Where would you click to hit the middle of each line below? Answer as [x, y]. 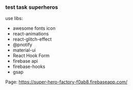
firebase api [25, 61]
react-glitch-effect [32, 39]
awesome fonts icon [34, 28]
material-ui [24, 50]
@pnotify [22, 45]
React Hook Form [31, 56]
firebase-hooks [29, 67]
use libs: [14, 19]
